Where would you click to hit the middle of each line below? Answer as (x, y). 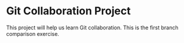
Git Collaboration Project (69, 11)
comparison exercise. (33, 33)
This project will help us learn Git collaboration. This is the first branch (92, 27)
